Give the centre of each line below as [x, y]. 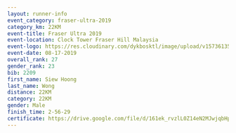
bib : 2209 [22, 72]
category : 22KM [29, 99]
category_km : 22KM [34, 27]
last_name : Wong [31, 86]
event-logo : [25, 46]
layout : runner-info [38, 14]
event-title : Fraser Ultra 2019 [54, 33]
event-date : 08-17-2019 [42, 53]
